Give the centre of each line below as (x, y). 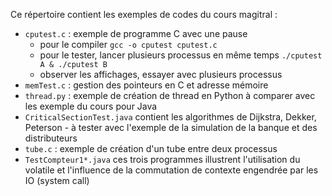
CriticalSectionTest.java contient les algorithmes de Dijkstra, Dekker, (170, 117)
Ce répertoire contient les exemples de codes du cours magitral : (144, 14)
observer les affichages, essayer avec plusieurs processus (161, 74)
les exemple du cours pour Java (91, 106)
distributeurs (51, 138)
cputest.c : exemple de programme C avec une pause (136, 33)
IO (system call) (57, 180)
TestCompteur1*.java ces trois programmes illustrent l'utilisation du (162, 159)
